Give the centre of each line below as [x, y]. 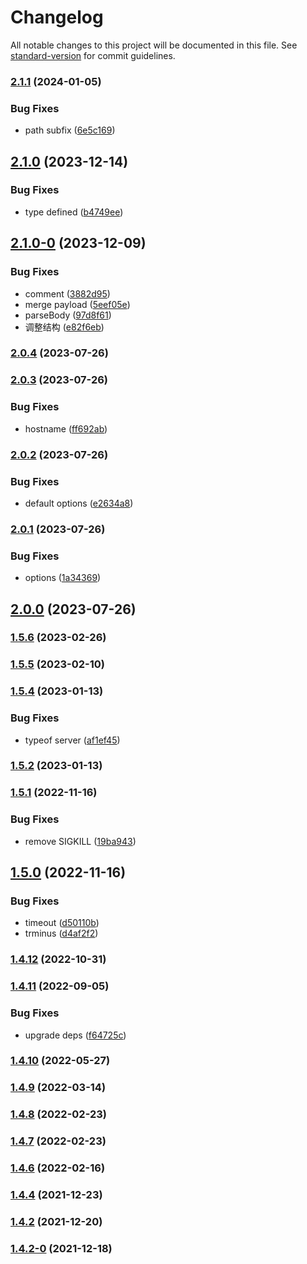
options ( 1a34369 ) [63, 578]
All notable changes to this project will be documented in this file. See [154, 45]
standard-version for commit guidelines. [93, 55]
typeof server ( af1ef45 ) [72, 740]
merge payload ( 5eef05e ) [77, 304]
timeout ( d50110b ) [62, 923]
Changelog [57, 17]
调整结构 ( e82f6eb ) [64, 327]
